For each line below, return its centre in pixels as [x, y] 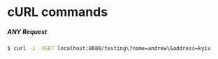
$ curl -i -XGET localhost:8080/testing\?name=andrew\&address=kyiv [109, 49]
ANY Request [27, 31]
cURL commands [58, 12]
